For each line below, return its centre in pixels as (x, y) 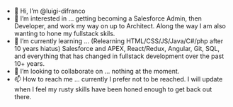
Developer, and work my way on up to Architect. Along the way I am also (120, 26)
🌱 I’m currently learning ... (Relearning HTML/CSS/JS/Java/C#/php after (119, 41)
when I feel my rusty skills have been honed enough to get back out (113, 89)
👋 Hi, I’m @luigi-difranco (50, 11)
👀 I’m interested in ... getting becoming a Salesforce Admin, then (108, 18)
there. (23, 97)
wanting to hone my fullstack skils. (64, 33)
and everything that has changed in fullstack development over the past (119, 56)
